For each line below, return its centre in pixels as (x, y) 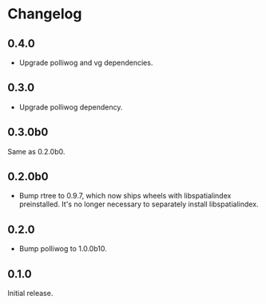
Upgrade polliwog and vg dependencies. (86, 62)
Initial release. (30, 294)
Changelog (45, 14)
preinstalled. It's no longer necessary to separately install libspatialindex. (139, 204)
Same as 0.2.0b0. (36, 151)
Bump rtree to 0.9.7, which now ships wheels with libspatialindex (125, 196)
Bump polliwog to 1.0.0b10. (63, 249)
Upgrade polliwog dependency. (71, 107)
